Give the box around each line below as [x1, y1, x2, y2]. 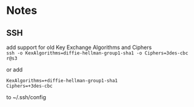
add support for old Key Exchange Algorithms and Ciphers [6, 44, 152, 51]
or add [6, 66, 23, 73]
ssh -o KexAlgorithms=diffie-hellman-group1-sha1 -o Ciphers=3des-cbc [6, 50, 189, 56]
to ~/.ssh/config [6, 94, 47, 100]
